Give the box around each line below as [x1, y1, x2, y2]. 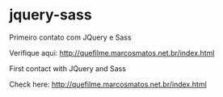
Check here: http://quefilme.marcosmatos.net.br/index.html [9, 79, 207, 89]
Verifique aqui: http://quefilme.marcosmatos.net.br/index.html [9, 48, 215, 57]
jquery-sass [9, 6, 92, 24]
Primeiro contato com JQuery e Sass [9, 32, 132, 42]
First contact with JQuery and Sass [9, 63, 126, 74]
